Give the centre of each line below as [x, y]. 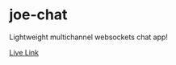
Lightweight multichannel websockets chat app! [89, 37]
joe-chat [38, 15]
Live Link [24, 52]
